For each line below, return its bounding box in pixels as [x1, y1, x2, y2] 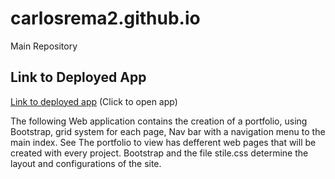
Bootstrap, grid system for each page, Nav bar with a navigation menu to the [10, 125, 326, 137]
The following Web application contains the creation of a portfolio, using [10, 115, 308, 127]
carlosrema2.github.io [10, 7, 201, 30]
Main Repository [10, 40, 78, 52]
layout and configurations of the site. [10, 157, 162, 169]
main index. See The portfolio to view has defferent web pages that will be [10, 136, 317, 148]
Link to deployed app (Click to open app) [10, 95, 178, 107]
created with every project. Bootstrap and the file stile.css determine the [10, 147, 309, 159]
